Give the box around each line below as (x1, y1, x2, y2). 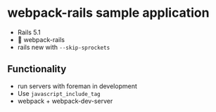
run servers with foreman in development (17, 82, 137, 90)
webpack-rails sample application (7, 5, 210, 21)
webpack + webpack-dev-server (17, 97, 113, 105)
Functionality (7, 63, 67, 75)
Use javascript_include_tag (17, 89, 101, 97)
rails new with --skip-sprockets (17, 43, 110, 51)
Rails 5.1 (17, 28, 41, 36)
